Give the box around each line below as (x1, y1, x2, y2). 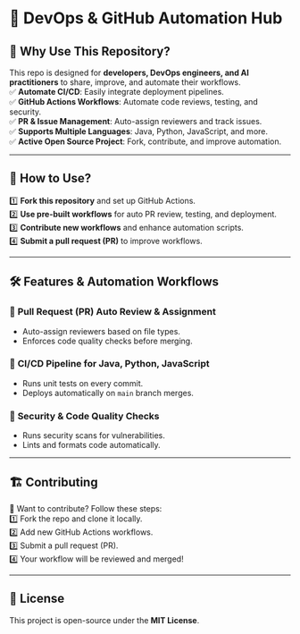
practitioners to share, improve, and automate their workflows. (9, 77, 241, 88)
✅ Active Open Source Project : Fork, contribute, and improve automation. (9, 136, 282, 147)
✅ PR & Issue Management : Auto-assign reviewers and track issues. (9, 116, 262, 126)
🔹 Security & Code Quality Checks (9, 410, 160, 422)
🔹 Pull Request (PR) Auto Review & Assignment (9, 306, 216, 318)
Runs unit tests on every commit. (21, 377, 144, 388)
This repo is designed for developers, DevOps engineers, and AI (9, 67, 250, 78)
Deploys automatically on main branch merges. (21, 387, 195, 398)
